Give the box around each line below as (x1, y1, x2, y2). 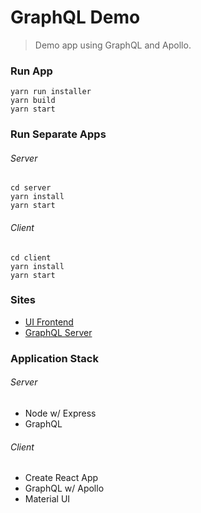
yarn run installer (10, 87, 92, 97)
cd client (10, 252, 52, 263)
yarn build (10, 96, 56, 106)
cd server (10, 183, 52, 193)
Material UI (24, 493, 71, 505)
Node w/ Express (24, 407, 97, 419)
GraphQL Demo (10, 6, 141, 29)
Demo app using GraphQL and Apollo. (34, 39, 192, 51)
